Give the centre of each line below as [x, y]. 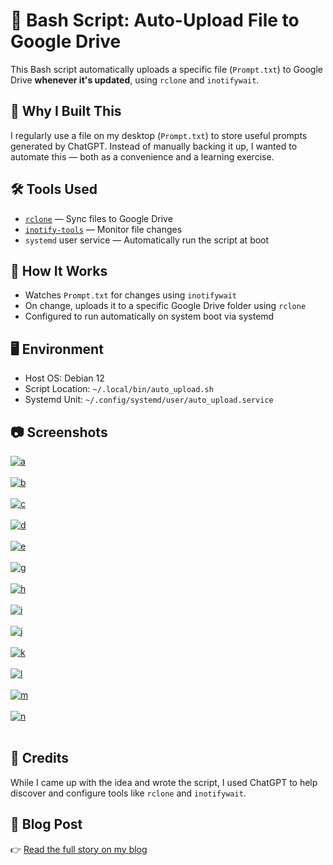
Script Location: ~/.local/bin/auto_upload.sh [119, 389]
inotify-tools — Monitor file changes [103, 229]
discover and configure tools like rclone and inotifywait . [128, 793]
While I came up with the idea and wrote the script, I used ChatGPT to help [164, 782]
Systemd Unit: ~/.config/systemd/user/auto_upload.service [149, 400]
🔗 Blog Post [46, 824]
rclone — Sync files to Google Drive [98, 218]
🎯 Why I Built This [66, 111]
